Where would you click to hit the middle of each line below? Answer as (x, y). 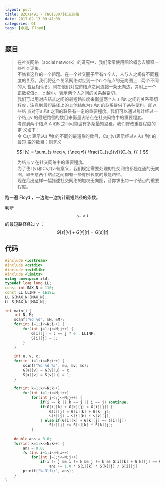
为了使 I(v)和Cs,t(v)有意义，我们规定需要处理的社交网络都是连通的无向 (88, 168)
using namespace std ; (27, 279)
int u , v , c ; (27, 356)
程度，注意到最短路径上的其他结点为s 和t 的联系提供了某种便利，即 (85, 105)
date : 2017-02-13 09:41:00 (33, 19)
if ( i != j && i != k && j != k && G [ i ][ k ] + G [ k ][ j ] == (98, 462)
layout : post (18, 10)
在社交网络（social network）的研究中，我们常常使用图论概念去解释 (86, 62)
